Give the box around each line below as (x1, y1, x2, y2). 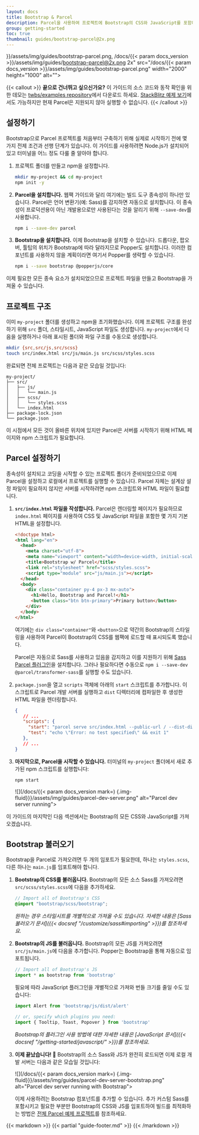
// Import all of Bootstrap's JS (14, 967, 98, 973)
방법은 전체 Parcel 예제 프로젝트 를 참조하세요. (21, 1109, 127, 1117)
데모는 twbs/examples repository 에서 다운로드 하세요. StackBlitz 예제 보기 (12, 92, 187, 98)
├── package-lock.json (6, 410, 62, 416)
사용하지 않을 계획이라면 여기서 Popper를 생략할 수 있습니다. (35, 251, 175, 258)
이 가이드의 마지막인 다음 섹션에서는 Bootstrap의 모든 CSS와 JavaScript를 (6, 812, 179, 820)
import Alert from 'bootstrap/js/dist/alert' (14, 1002, 129, 1009)
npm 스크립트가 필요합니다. (21, 434, 85, 441)
